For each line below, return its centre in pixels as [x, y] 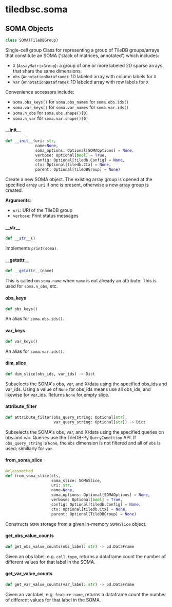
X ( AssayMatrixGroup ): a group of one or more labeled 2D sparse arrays [88, 65]
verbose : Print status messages [45, 216]
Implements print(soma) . [32, 248]
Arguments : [18, 200]
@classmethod [19, 471]
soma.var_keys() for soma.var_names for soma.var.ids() [71, 107]
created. [14, 190]
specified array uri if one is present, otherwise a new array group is [77, 185]
